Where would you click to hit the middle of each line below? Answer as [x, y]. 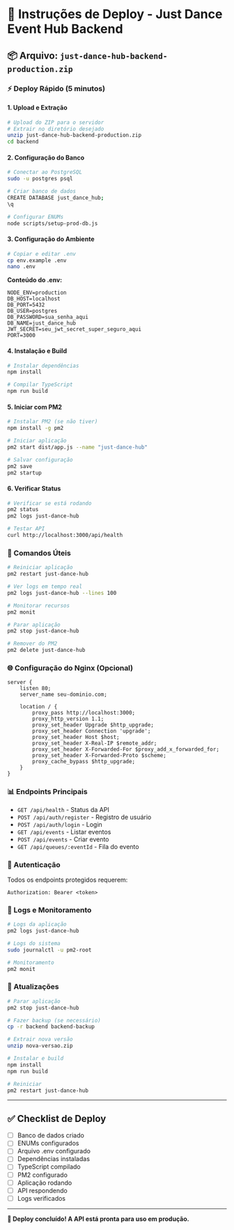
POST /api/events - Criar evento [63, 839]
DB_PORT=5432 [26, 305]
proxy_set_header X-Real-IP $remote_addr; [95, 744]
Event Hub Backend [65, 29]
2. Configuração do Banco [46, 157]
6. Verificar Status [34, 488]
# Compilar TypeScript [40, 385]
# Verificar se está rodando [49, 503]
